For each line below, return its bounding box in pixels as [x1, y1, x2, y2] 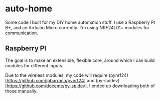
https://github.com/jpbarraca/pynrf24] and [6, 77, 95, 83]
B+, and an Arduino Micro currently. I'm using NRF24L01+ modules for [5, 24, 150, 30]
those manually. [5, 88, 38, 94]
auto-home [5, 3, 52, 14]
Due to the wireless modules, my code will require [5, 72, 108, 78]
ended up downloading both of [91, 83, 155, 89]
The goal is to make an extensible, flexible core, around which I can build [5, 57, 155, 63]
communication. [5, 30, 38, 36]
